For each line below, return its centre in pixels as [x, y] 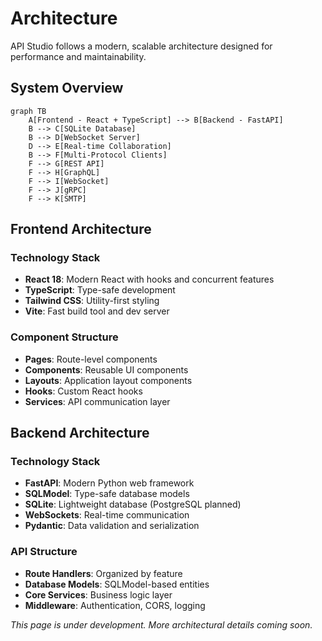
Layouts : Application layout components [108, 380]
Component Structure [64, 337]
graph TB [28, 111]
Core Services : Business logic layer [98, 594]
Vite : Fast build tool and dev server [97, 311]
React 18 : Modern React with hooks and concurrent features [149, 279]
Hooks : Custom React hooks [83, 391]
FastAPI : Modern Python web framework [109, 483]
